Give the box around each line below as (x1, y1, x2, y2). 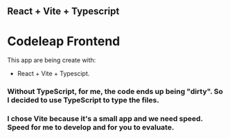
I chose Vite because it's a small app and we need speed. (7, 114, 203, 124)
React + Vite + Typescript (7, 6, 120, 17)
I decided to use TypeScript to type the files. (7, 95, 159, 105)
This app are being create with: (7, 56, 96, 64)
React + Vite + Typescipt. (17, 69, 90, 78)
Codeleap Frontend (7, 33, 121, 49)
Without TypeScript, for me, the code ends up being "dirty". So (7, 86, 224, 96)
